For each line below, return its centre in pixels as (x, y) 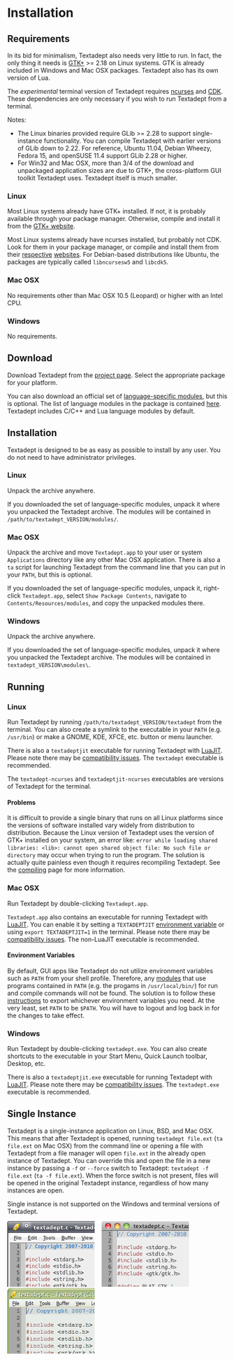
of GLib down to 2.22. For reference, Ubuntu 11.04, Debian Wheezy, (114, 148)
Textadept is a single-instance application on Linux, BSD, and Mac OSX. (111, 1131)
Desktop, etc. (27, 1064)
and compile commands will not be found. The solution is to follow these (111, 993)
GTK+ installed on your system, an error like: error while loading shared (112, 840)
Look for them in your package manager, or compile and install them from (113, 247)
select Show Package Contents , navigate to (126, 595)
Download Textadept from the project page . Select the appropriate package (116, 375)
